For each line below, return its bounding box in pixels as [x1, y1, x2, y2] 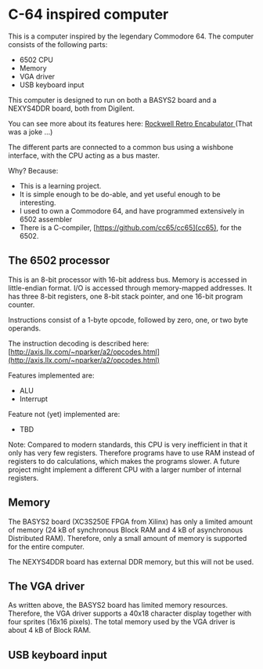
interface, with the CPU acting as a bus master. [8, 151, 160, 160]
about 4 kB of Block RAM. [8, 626, 92, 635]
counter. [8, 300, 35, 309]
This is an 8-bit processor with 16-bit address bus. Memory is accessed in [8, 275, 247, 284]
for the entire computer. [8, 542, 85, 551]
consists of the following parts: [8, 39, 108, 49]
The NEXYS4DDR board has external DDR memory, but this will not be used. [8, 557, 254, 566]
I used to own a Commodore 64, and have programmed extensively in [19, 206, 245, 215]
